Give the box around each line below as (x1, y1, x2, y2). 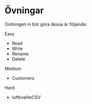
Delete (11, 56, 26, 62)
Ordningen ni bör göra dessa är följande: (4, 21, 88, 27)
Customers (11, 75, 35, 81)
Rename (11, 51, 29, 57)
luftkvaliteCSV (11, 94, 41, 100)
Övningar (4, 5, 44, 16)
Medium (4, 66, 22, 71)
